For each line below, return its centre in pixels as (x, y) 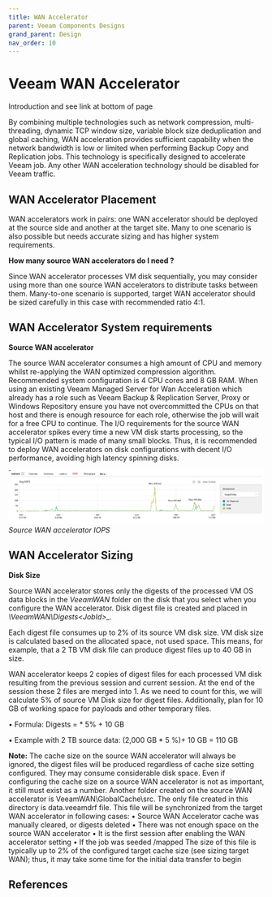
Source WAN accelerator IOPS (60, 530)
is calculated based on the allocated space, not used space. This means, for (136, 640)
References (38, 884)
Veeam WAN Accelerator (94, 84)
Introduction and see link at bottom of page (81, 106)
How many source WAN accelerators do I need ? (91, 261)
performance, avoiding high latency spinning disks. (94, 458)
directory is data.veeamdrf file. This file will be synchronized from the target (136, 807)
